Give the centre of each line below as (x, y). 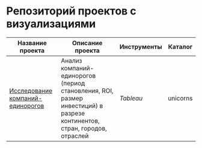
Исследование (31, 90)
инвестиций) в (82, 105)
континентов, (81, 120)
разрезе (73, 113)
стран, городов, (84, 128)
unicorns (180, 98)
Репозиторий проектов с (71, 11)
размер (72, 98)
